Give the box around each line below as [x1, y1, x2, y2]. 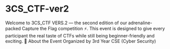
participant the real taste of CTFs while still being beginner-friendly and [5, 32, 155, 38]
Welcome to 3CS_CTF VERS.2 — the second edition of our [5, 20, 127, 26]
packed [5, 25, 21, 31]
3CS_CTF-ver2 [5, 3, 70, 15]
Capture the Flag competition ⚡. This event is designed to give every [22, 25, 165, 31]
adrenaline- [128, 20, 153, 26]
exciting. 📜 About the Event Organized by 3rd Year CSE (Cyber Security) [5, 38, 156, 44]
